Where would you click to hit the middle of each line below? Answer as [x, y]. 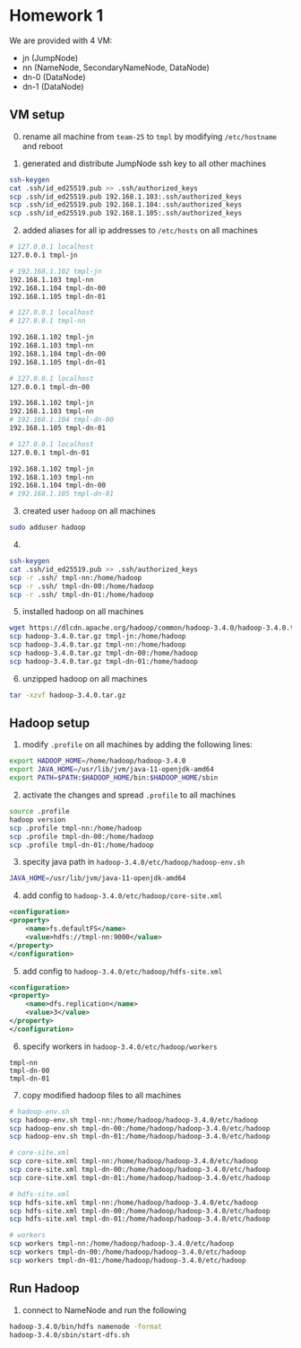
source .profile [39, 812]
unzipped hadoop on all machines [85, 678]
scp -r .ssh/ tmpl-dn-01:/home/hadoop [82, 595]
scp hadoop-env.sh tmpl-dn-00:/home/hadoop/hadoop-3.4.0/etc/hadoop [140, 1128]
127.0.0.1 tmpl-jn [43, 255]
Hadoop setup [50, 723]
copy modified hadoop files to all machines [102, 1095]
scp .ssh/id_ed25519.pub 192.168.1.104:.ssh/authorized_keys [126, 205]
